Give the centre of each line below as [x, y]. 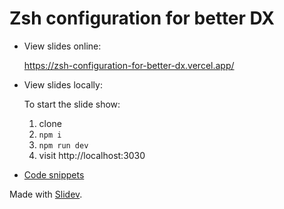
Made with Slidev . [46, 194]
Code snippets [54, 174]
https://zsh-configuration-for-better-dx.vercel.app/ [129, 65]
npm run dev [63, 145]
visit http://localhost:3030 [92, 155]
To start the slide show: [72, 104]
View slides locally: [63, 84]
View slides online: [62, 46]
